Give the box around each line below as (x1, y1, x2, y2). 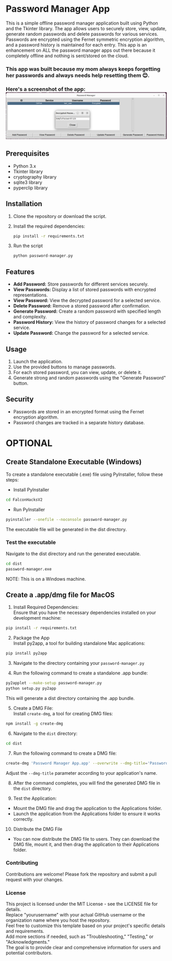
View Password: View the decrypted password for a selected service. (13, 297, 161, 303)
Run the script (13, 243, 43, 249)
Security (6, 395, 34, 404)
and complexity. (13, 314, 47, 320)
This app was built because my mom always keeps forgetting (6, 65, 161, 72)
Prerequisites (6, 149, 50, 158)
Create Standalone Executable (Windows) (6, 457, 142, 466)
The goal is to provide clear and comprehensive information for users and (6, 945, 161, 951)
